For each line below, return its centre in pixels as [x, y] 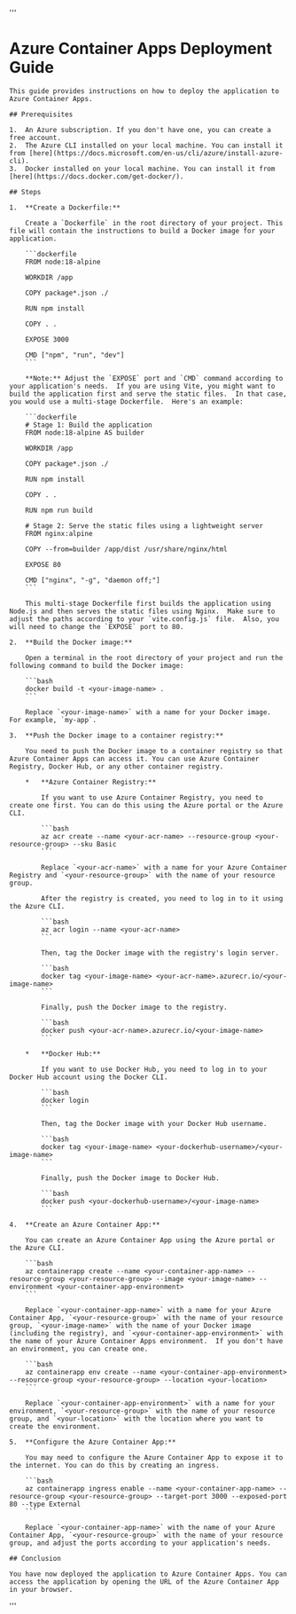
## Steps [25, 192]
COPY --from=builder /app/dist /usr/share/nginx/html [126, 549]
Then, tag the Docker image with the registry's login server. [160, 953]
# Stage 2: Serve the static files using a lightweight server [144, 526]
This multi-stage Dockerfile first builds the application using [148, 603]
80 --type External [45, 1504]
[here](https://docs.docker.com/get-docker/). [97, 177]
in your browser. [41, 1589]
